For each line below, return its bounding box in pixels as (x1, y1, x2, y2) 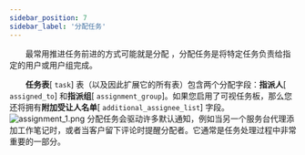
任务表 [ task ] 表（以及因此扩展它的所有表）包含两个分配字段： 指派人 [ (25, 78, 287, 89)
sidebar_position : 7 (9, 13, 88, 23)
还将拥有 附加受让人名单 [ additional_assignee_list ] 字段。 (9, 101, 229, 112)
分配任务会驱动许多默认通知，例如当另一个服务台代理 (86, 113, 287, 124)
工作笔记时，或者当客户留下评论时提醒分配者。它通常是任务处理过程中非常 (16, 124, 297, 135)
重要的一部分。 (9, 136, 66, 147)
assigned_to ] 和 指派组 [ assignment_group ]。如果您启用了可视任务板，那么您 (9, 90, 293, 101)
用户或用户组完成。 (25, 59, 97, 70)
